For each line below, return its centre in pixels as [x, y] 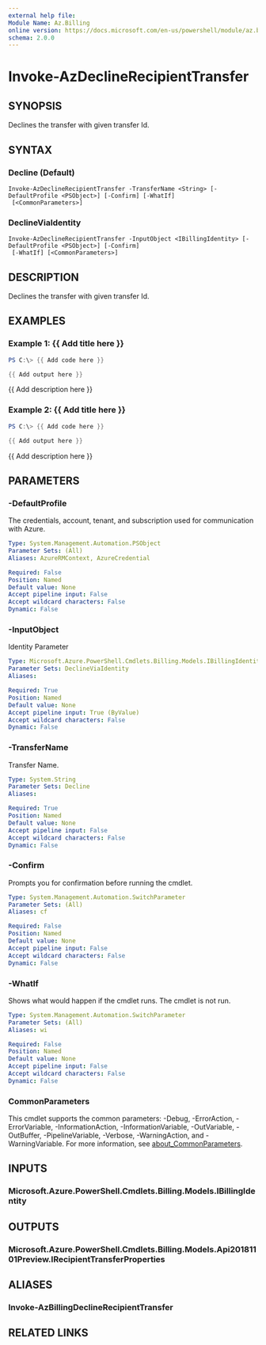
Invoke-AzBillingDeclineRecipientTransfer [91, 1308]
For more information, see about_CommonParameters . [154, 1144]
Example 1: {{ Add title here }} [66, 344]
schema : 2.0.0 [32, 38]
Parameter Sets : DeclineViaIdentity [68, 669]
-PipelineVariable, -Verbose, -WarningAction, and [123, 1135]
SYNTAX [30, 150]
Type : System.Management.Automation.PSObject [84, 543]
